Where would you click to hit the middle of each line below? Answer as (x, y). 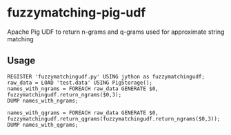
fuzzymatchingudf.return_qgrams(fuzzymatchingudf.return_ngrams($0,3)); (114, 118)
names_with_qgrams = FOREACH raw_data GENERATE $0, (83, 113)
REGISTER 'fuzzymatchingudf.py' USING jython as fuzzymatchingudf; (106, 76)
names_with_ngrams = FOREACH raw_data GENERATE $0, (83, 89)
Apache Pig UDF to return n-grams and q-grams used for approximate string (116, 32)
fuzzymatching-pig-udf (77, 13)
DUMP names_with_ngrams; (43, 101)
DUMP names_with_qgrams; (43, 125)
